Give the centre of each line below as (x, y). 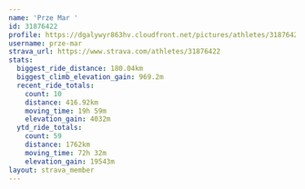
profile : (25, 35)
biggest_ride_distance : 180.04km (80, 69)
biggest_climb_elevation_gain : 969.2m (91, 77)
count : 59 (44, 136)
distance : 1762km (58, 144)
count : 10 (44, 94)
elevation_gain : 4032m (68, 119)
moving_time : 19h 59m (66, 111)
